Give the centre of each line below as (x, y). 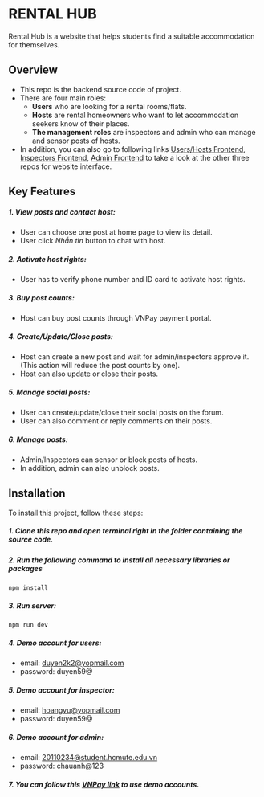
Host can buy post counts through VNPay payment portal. (116, 318)
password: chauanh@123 (62, 766)
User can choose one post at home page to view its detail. (116, 232)
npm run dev (28, 625)
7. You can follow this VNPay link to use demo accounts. (104, 784)
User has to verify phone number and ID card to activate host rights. (133, 280)
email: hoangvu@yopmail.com (70, 710)
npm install (28, 588)
